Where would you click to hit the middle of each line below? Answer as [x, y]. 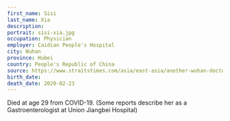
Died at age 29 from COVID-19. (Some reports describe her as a [97, 103]
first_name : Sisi [32, 13]
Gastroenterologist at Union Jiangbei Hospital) [73, 110]
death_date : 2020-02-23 [41, 83]
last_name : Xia [29, 20]
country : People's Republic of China [61, 64]
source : [18, 70]
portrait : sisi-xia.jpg [41, 32]
